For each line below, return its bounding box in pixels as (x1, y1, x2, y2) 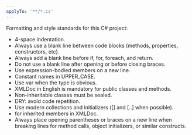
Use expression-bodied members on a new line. (14, 66, 131, 73)
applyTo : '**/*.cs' (6, 8, 54, 15)
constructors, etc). (14, 48, 60, 55)
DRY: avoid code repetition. (14, 97, 81, 105)
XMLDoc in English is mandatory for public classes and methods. (14, 85, 172, 92)
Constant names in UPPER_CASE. (14, 73, 95, 80)
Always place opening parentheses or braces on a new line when (14, 116, 172, 123)
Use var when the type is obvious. (14, 79, 97, 86)
